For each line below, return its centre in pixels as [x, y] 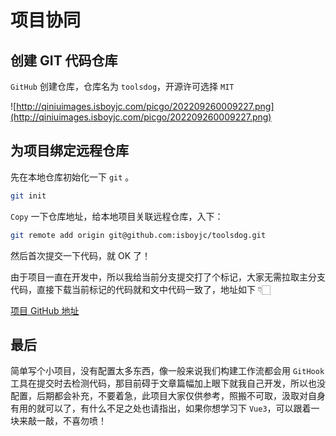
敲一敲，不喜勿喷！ [67, 421]
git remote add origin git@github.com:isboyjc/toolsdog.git [138, 235]
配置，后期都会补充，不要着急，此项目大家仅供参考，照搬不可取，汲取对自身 [168, 396]
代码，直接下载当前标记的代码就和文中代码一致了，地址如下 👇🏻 [140, 289]
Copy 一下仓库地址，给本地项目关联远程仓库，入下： [117, 216]
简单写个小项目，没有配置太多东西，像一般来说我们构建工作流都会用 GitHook [167, 371]
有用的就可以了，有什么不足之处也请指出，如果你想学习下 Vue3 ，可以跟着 [161, 408]
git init [28, 196]
